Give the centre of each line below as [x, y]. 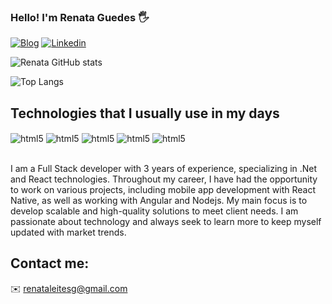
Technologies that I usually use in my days [145, 113]
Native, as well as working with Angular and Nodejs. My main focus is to [159, 200]
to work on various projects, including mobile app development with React [163, 189]
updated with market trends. [68, 232]
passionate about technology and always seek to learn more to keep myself [166, 221]
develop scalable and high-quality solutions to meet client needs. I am [154, 211]
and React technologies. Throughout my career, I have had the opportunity [164, 179]
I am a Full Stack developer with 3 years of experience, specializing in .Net [164, 168]
